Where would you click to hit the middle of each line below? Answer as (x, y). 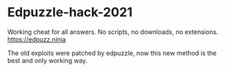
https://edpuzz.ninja (36, 39)
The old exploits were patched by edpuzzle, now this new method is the (112, 53)
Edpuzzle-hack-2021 (70, 12)
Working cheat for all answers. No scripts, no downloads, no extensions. (113, 32)
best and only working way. (47, 60)
